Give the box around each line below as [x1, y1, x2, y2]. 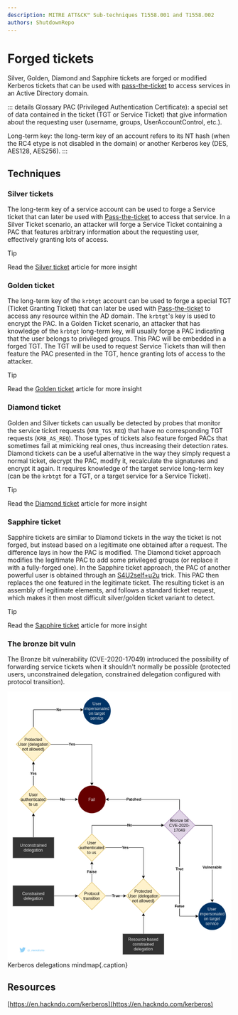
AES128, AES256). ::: [7, 147, 68, 156]
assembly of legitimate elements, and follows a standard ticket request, [7, 586, 216, 595]
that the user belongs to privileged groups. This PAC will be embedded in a [7, 334, 227, 343]
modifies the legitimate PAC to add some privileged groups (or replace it [7, 556, 219, 565]
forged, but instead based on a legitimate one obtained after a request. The [7, 541, 227, 549]
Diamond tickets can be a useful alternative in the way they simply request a [7, 449, 231, 457]
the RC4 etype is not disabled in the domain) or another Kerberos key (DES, [7, 139, 229, 148]
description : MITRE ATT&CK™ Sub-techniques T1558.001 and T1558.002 [7, 11, 215, 18]
